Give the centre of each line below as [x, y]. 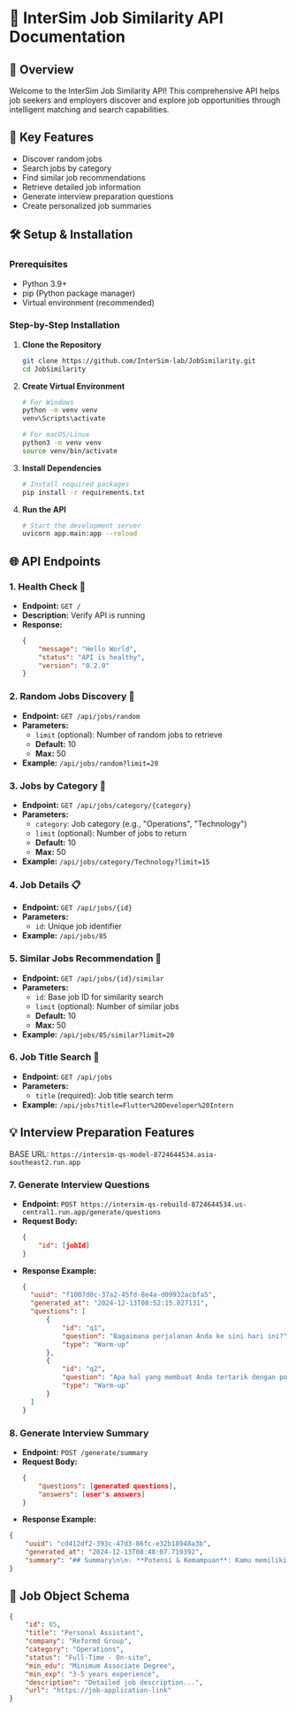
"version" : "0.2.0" [74, 666]
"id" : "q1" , [83, 1328]
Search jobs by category [67, 168]
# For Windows [48, 402]
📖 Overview [42, 69]
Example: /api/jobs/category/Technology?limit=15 [116, 861]
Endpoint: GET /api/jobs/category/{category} [106, 805]
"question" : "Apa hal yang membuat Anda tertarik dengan [168, 1377]
